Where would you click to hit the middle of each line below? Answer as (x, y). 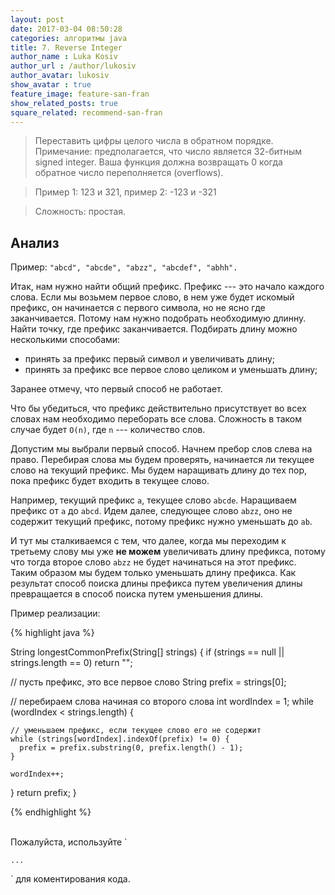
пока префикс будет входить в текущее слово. (110, 481)
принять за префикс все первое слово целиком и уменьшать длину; (171, 370)
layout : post (37, 19)
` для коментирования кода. (70, 879)
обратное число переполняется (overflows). (129, 173)
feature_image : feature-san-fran (80, 94)
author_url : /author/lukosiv (73, 66)
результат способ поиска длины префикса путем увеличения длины (156, 583)
